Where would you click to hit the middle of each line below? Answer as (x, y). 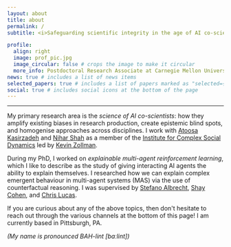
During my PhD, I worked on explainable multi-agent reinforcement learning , (115, 158)
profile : (20, 45)
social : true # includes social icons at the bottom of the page (102, 90)
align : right (32, 52)
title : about (26, 20)
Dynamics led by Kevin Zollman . (52, 145)
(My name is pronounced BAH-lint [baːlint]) (68, 236)
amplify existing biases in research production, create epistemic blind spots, (115, 123)
